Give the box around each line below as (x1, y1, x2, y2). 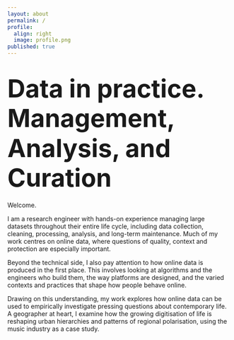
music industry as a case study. (7, 324, 100, 333)
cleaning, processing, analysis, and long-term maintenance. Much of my (7, 229, 218, 238)
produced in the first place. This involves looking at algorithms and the (7, 266, 213, 274)
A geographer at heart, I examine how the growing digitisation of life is (7, 309, 212, 318)
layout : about (7, 10, 49, 18)
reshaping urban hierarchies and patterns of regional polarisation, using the (7, 317, 228, 325)
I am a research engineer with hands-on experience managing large (7, 214, 205, 223)
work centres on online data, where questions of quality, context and (7, 237, 208, 245)
